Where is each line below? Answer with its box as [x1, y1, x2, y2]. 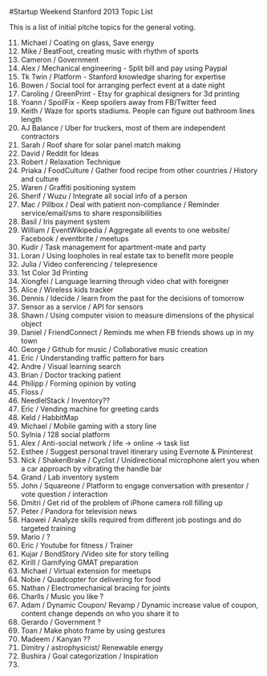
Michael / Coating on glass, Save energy [20, 38, 155, 47]
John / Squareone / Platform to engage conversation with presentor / [20, 481, 249, 490]
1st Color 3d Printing [20, 268, 89, 277]
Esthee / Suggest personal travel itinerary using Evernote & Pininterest [20, 447, 253, 456]
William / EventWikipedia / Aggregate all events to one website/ [20, 225, 231, 235]
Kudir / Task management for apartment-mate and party [20, 242, 207, 252]
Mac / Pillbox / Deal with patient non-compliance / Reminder [20, 200, 220, 209]
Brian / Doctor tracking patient [20, 370, 121, 379]
